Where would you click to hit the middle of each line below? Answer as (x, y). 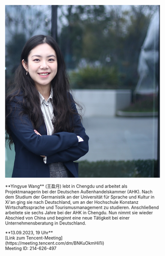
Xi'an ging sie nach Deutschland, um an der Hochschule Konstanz (72, 202)
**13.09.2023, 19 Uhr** (29, 232)
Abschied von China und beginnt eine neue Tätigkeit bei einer (68, 218)
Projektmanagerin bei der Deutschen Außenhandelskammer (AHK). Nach (79, 192)
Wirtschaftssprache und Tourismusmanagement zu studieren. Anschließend (82, 207)
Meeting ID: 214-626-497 (31, 248)
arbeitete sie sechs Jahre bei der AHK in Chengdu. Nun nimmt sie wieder (79, 212)
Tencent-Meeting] (44, 238)
